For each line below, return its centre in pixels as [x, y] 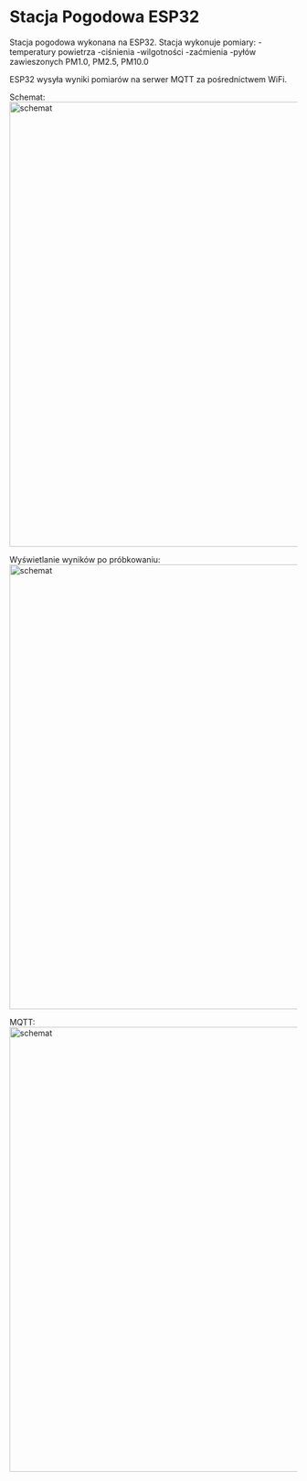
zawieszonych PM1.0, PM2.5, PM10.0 [79, 61]
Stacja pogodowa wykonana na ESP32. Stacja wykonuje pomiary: [133, 42]
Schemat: [27, 97]
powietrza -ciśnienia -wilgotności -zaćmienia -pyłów [157, 51]
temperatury [33, 51]
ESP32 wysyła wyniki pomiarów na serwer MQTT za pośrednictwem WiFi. [148, 79]
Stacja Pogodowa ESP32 [105, 17]
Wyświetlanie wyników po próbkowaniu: [85, 559]
